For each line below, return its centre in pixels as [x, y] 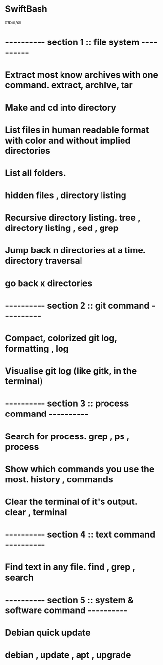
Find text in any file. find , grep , [70, 567]
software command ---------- [66, 610]
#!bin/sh [13, 22]
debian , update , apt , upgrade [68, 655]
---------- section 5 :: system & [69, 600]
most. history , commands [59, 479]
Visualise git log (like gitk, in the [71, 371]
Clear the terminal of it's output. [71, 502]
